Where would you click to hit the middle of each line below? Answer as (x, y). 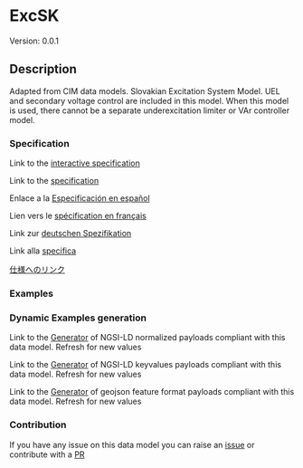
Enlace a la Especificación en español (80, 198)
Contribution (38, 425)
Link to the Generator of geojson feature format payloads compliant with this (152, 392)
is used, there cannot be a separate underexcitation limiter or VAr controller (150, 110)
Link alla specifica (43, 251)
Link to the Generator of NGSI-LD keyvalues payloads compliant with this (146, 365)
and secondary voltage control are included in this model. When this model (149, 100)
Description (43, 69)
